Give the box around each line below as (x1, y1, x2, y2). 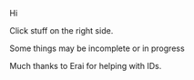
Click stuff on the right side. (9, 25, 114, 35)
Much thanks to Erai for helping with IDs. (9, 61, 162, 71)
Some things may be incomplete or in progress (9, 43, 185, 54)
